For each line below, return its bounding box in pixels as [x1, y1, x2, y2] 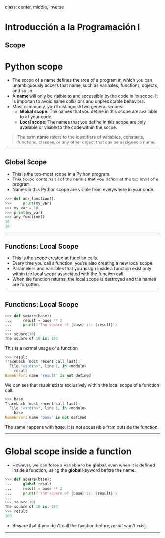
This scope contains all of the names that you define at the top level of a [12, 176, 159, 182]
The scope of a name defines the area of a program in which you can [12, 77, 153, 83]
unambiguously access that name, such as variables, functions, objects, [12, 82, 159, 88]
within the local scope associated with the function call [12, 271, 124, 277]
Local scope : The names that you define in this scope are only [19, 119, 146, 125]
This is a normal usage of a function [5, 345, 78, 351]
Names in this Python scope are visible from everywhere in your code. [12, 187, 155, 193]
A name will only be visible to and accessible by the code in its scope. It [12, 93, 158, 99]
